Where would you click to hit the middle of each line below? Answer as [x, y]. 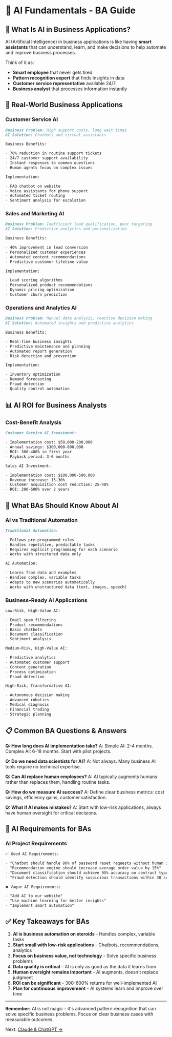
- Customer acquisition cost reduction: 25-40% [57, 485]
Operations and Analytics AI [41, 308]
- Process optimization [31, 672]
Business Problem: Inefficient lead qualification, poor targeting [79, 224]
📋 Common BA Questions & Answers [66, 731]
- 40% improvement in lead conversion [47, 248]
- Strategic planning [28, 714]
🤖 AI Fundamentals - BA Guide [71, 11]
